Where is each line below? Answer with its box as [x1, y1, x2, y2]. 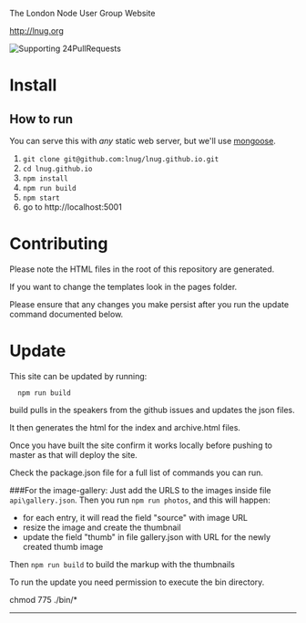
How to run [9, 111, 74, 127]
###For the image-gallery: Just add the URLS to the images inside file [9, 484, 271, 495]
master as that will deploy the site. [9, 449, 138, 460]
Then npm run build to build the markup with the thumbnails [9, 558, 235, 569]
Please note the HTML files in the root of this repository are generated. [9, 264, 275, 275]
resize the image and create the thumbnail [22, 522, 181, 533]
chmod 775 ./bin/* [9, 594, 78, 605]
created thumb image [22, 541, 104, 552]
